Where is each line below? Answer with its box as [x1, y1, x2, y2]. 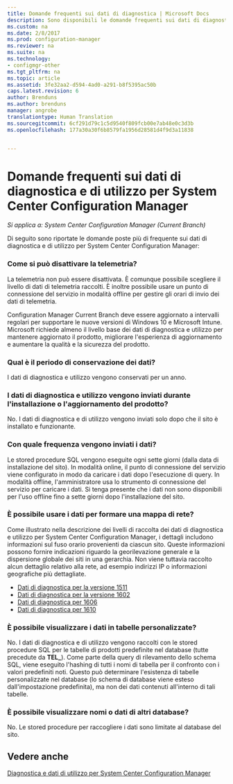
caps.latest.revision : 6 [7, 87, 79, 94]
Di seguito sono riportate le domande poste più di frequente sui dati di [7, 234, 207, 243]
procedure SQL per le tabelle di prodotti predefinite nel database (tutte [7, 646, 209, 654]
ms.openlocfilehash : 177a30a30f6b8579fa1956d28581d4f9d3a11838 [7, 126, 194, 133]
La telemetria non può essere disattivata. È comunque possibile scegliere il [7, 275, 221, 283]
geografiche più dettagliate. [7, 569, 87, 578]
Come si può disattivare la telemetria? [7, 259, 137, 269]
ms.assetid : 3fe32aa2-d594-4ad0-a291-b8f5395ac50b [7, 81, 157, 88]
